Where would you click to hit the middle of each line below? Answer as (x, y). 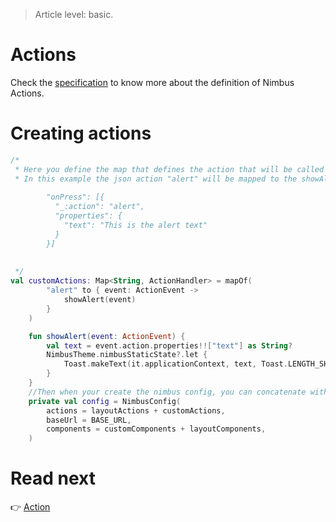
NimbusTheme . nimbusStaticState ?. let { (127, 355)
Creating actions (81, 133)
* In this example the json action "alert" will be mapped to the (156, 179)
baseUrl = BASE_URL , (89, 420)
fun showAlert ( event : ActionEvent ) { (107, 336)
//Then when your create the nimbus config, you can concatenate (167, 392)
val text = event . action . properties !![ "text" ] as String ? (169, 345)
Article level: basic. (74, 14)
